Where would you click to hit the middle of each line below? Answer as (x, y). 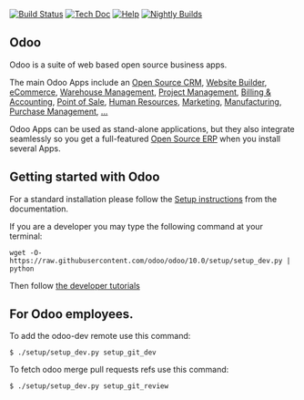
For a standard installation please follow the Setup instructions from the (143, 199)
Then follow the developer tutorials (75, 285)
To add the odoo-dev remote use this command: (100, 336)
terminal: (26, 236)
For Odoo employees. (71, 314)
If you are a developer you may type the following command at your (137, 226)
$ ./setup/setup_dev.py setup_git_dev (83, 353)
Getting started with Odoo (85, 177)
